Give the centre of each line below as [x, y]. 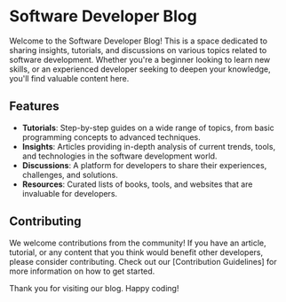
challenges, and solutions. [70, 174]
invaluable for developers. [70, 193]
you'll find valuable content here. [69, 78]
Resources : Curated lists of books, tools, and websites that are [137, 184]
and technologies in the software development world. [119, 156]
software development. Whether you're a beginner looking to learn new [140, 59]
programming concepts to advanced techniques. [111, 137]
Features [34, 107]
